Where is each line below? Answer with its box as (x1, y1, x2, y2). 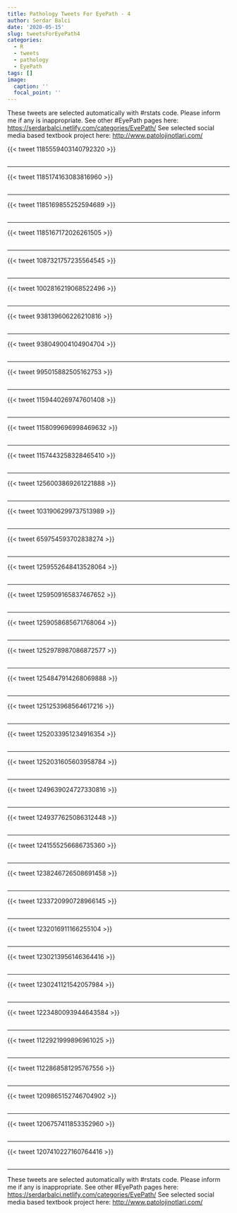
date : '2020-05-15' (7, 23, 65, 30)
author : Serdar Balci (7, 17, 71, 24)
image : (7, 76, 27, 83)
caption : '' (13, 83, 49, 90)
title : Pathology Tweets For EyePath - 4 (7, 10, 131, 18)
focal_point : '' (13, 89, 61, 96)
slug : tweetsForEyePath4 (7, 30, 80, 37)
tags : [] (7, 69, 33, 76)
